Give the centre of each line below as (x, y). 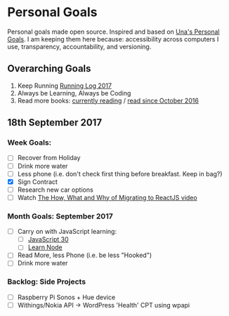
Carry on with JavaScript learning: (67, 232)
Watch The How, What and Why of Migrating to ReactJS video (107, 197)
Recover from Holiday (49, 158)
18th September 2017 (55, 123)
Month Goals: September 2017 (60, 216)
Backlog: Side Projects (47, 282)
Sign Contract (38, 182)
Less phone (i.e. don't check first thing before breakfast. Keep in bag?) (120, 173)
